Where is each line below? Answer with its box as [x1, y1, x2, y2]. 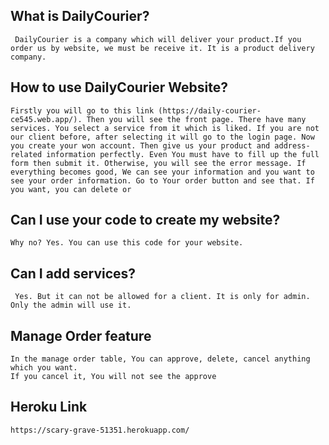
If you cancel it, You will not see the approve [10, 372, 217, 382]
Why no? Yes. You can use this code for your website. [10, 238, 244, 248]
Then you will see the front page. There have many [86, 114, 307, 124]
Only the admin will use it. [10, 300, 132, 311]
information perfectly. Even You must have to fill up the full [46, 149, 320, 159]
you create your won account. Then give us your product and [10, 140, 271, 151]
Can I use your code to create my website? [10, 212, 281, 229]
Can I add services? [10, 265, 137, 282]
